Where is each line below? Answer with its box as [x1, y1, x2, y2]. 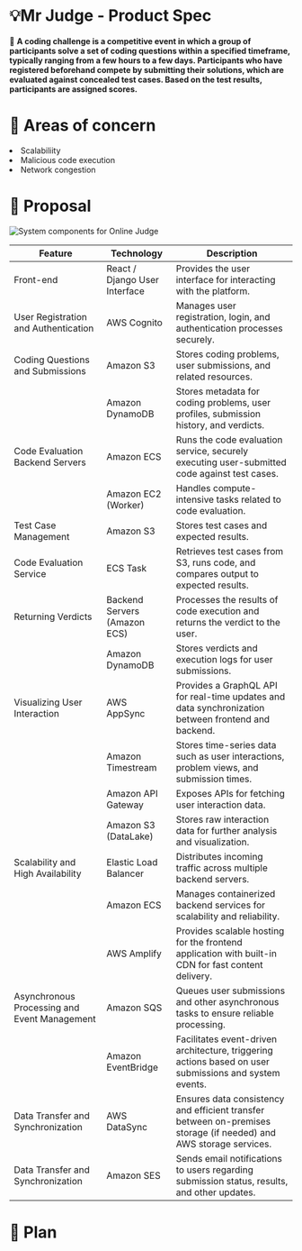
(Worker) [106, 498, 145, 511]
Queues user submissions [175, 984, 286, 997]
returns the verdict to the [175, 616, 281, 628]
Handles [175, 481, 211, 494]
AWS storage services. [175, 1137, 272, 1150]
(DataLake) [106, 830, 154, 843]
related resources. [175, 370, 253, 383]
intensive [175, 493, 214, 506]
